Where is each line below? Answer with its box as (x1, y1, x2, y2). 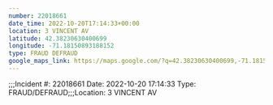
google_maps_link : (8, 57, 71, 65)
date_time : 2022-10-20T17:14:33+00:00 (8, 19, 140, 27)
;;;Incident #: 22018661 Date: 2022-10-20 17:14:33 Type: (8, 78, 197, 89)
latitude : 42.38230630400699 (8, 34, 107, 43)
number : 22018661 (8, 11, 67, 20)
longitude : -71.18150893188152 (8, 42, 115, 50)
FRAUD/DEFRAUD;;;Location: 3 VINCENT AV (8, 87, 158, 97)
